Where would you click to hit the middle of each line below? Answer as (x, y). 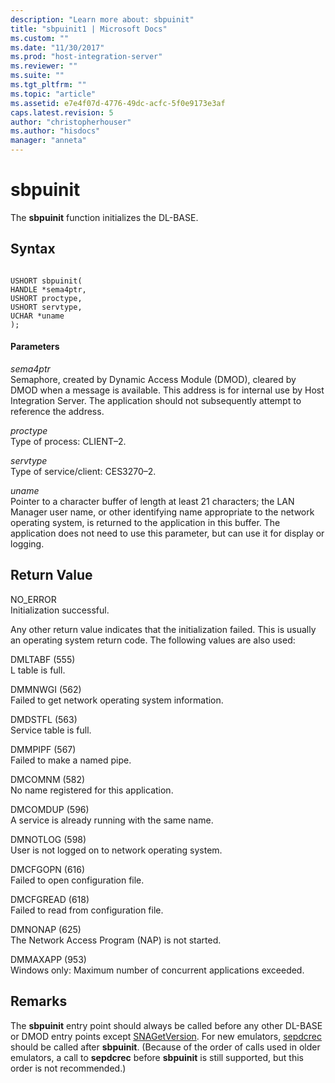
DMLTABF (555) (43, 659)
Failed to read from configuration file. (87, 910)
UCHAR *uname (37, 316)
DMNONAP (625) (46, 929)
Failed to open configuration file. (77, 880)
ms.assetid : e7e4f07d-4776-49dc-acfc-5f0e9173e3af (118, 103)
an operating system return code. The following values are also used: (153, 640)
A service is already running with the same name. (112, 820)
